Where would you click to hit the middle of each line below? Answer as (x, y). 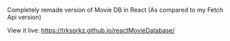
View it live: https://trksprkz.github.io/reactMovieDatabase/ (91, 30)
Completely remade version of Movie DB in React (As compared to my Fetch (115, 10)
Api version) (24, 17)
